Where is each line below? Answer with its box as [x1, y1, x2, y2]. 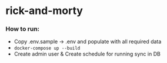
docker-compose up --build [14, 45, 81, 51]
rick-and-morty [5, 4, 83, 17]
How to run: [5, 25, 40, 33]
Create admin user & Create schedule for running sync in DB [14, 51, 161, 58]
